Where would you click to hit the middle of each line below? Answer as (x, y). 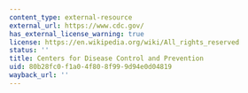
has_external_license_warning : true (77, 34)
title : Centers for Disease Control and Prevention (106, 58)
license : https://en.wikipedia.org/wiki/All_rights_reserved (124, 42)
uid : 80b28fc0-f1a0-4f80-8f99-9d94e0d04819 (91, 67)
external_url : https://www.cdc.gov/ (77, 26)
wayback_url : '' (39, 75)
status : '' (29, 50)
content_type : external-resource (71, 17)
